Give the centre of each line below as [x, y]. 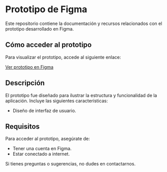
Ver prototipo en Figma [29, 67]
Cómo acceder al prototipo [48, 45]
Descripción [25, 83]
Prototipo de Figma [46, 9]
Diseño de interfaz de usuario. [44, 110]
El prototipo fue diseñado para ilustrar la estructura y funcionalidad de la [81, 95]
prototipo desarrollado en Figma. [39, 28]
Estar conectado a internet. [41, 154]
